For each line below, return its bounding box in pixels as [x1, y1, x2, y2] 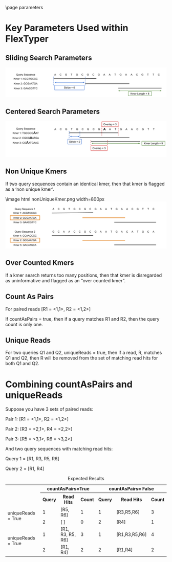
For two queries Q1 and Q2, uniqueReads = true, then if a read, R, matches [5, 350, 162, 356]
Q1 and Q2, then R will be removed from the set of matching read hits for [5, 355, 158, 361]
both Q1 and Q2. [5, 361, 40, 367]
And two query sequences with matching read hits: [5, 446, 113, 452]
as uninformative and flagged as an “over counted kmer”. [5, 277, 126, 283]
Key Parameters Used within [5, 23, 128, 34]
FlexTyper [5, 33, 49, 45]
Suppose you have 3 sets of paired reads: [5, 406, 94, 412]
